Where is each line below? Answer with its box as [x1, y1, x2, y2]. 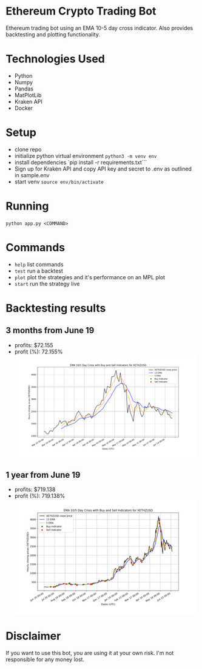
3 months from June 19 [5, 325, 95, 336]
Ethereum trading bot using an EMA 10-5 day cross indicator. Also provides [5, 24, 194, 32]
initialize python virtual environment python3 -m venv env [14, 152, 157, 159]
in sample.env [14, 171, 50, 178]
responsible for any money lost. [5, 656, 85, 663]
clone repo [14, 146, 42, 153]
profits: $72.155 [14, 341, 53, 348]
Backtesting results [5, 301, 106, 315]
